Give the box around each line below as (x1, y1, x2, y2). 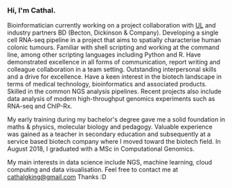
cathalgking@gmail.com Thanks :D (7, 173, 107, 181)
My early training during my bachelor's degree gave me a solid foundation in (7, 115, 226, 124)
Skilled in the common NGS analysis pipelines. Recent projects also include (7, 87, 222, 95)
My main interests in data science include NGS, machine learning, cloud (7, 158, 213, 167)
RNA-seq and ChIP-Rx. (7, 102, 73, 111)
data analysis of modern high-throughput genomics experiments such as (7, 95, 215, 103)
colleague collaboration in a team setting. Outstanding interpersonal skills (7, 65, 217, 74)
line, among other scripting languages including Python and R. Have (7, 50, 201, 59)
